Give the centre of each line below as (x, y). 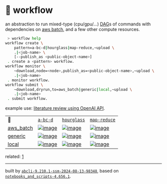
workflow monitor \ (25, 66)
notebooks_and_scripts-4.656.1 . (38, 176)
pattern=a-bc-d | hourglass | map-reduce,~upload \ (64, 48)
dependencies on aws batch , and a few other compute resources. (73, 29)
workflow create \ (24, 43)
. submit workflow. (28, 99)
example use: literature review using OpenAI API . (55, 108)
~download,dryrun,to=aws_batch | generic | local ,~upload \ (73, 89)
